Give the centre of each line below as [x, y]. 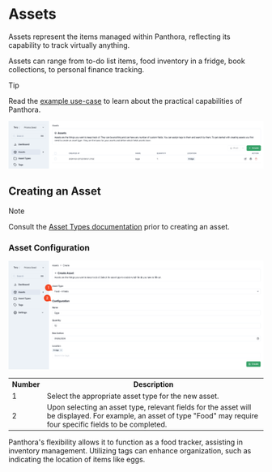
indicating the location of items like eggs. [77, 460]
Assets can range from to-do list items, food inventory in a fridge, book [127, 61]
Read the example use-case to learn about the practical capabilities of [125, 101]
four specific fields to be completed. [107, 424]
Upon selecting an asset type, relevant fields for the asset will [149, 407]
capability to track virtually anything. [69, 45]
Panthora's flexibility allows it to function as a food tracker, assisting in [125, 442]
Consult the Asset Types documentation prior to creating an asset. [119, 226]
